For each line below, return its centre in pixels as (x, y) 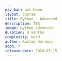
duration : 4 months (25, 32)
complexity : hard (23, 37)
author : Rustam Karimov (29, 42)
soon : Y (13, 46)
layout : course (20, 14)
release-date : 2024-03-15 (31, 51)
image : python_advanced (29, 28)
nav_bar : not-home (23, 10)
